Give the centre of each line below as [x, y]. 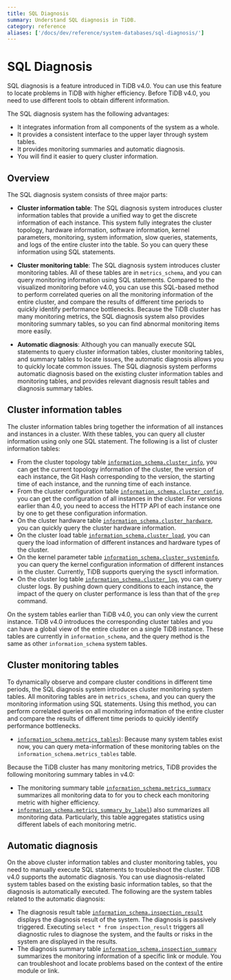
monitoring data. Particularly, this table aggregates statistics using [111, 817]
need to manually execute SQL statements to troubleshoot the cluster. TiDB [113, 870]
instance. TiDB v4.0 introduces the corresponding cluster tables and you [110, 621]
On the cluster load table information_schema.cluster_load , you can [113, 535]
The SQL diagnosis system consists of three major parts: [87, 195]
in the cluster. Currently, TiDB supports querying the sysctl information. [118, 572]
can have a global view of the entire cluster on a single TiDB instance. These [115, 629]
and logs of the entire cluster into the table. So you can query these [112, 244]
